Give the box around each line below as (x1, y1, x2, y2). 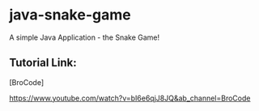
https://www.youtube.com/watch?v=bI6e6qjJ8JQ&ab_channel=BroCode (9, 93, 251, 103)
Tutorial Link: (9, 56, 77, 70)
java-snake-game (9, 6, 132, 24)
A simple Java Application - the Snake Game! (9, 32, 160, 42)
